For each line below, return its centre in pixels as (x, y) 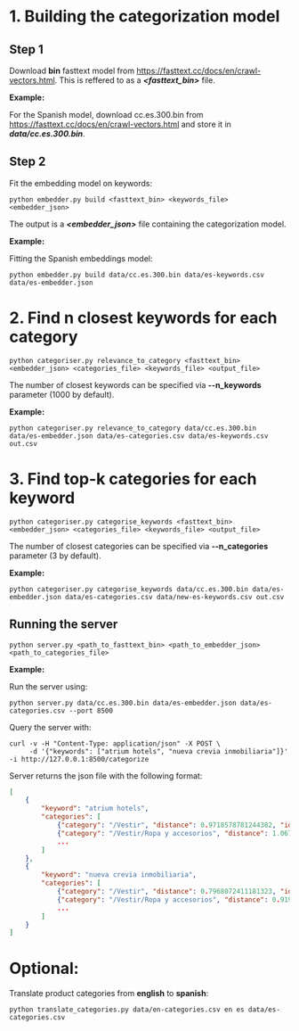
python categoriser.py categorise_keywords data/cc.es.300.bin (129, 589)
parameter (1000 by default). (62, 394)
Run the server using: (48, 686)
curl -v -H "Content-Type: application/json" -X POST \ (115, 743)
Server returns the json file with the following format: (106, 775)
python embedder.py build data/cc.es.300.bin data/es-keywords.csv (137, 275)
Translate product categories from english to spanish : (109, 994)
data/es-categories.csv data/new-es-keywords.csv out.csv (175, 597)
